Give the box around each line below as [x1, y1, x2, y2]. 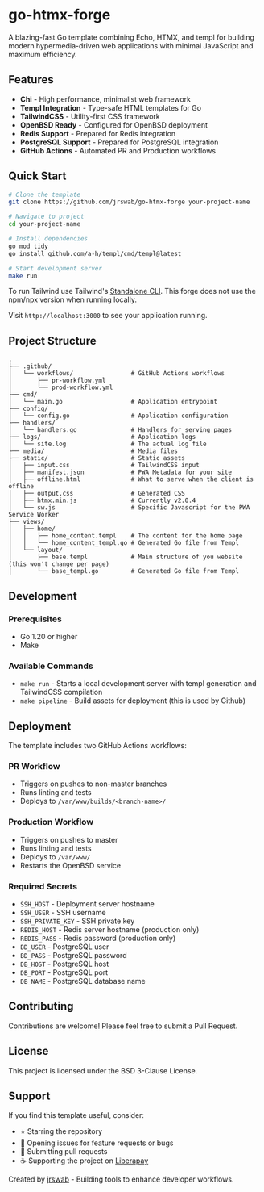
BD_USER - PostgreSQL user [19, 942, 109, 952]
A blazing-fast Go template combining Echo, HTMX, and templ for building [8, 32, 255, 42]
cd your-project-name [8, 220, 81, 228]
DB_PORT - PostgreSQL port [19, 967, 109, 977]
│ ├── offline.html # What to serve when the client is [8, 475, 254, 483]
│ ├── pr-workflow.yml [8, 377, 106, 385]
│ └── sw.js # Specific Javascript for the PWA [8, 504, 250, 512]
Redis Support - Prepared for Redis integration [19, 128, 176, 138]
